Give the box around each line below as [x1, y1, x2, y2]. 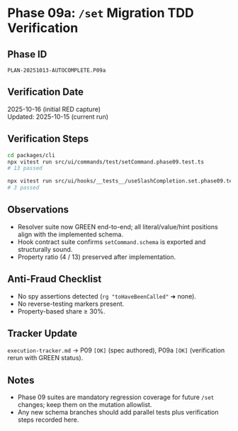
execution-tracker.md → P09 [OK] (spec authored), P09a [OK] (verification [7, 346, 225, 355]
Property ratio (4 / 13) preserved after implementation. [17, 253, 176, 261]
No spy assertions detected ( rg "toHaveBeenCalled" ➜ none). [17, 292, 197, 300]
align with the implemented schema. [17, 230, 124, 239]
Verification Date [7, 86, 84, 98]
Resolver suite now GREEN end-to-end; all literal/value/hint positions [17, 222, 218, 231]
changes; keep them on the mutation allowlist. [17, 401, 152, 409]
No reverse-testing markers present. [17, 299, 125, 308]
